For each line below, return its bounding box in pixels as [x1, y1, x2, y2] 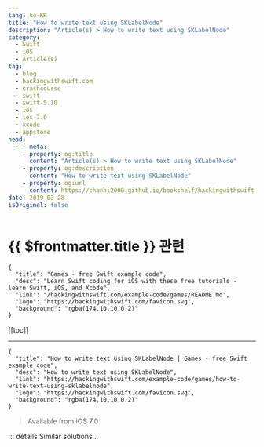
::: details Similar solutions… [8, 432, 99, 442]
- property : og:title [22, 150, 93, 158]
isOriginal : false [8, 201, 68, 209]
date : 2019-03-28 [8, 194, 65, 202]
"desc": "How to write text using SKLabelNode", [15, 369, 178, 376]
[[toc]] [8, 325, 29, 335]
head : [8, 135, 26, 144]
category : [8, 33, 41, 42]
